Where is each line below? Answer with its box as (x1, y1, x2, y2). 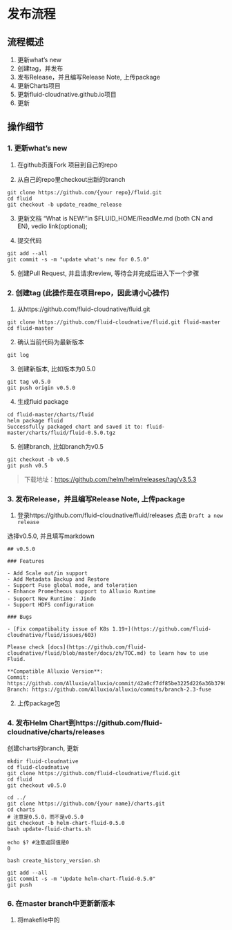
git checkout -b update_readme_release (7, 201, 122, 208)
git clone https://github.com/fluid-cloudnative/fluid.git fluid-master (7, 319, 221, 326)
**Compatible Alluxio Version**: (7, 668, 104, 675)
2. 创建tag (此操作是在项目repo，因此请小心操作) (7, 288, 170, 297)
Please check (7, 644, 45, 651)
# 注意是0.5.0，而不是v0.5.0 (7, 813, 84, 820)
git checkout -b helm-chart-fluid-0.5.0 (7, 819, 126, 826)
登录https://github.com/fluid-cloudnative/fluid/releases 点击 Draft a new (17, 511, 223, 519)
